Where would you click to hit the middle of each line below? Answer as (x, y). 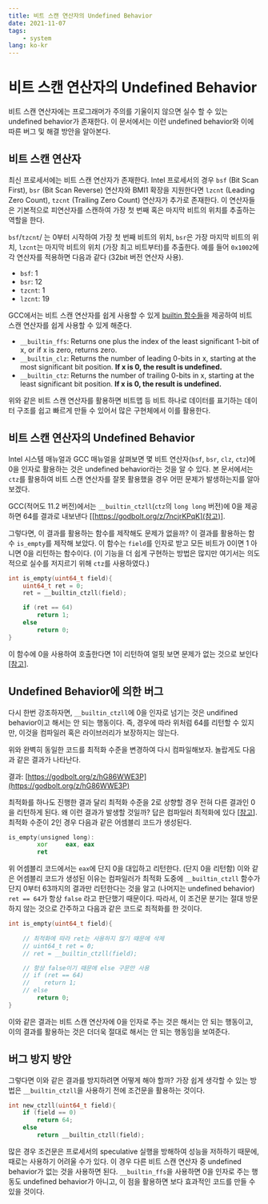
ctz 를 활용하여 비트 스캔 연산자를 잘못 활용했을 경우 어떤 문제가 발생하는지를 (127, 479)
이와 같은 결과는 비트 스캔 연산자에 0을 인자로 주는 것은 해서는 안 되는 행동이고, (131, 1021)
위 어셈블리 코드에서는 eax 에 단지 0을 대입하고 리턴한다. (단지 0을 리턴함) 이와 (129, 869)
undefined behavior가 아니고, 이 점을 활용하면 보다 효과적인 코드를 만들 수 (139, 1181)
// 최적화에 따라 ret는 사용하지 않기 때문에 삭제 (94, 939)
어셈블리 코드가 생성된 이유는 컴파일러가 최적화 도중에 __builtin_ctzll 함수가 (138, 879)
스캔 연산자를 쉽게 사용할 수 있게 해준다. (70, 325)
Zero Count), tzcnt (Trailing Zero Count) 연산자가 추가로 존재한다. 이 (118, 200)
